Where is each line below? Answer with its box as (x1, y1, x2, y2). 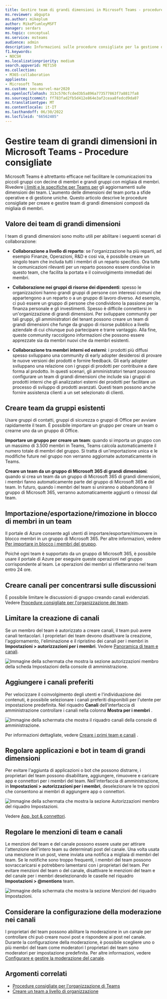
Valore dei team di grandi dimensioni (5, 220, 121, 228)
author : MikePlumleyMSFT (5, 21, 57, 26)
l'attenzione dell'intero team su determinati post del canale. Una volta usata (5, 846, 160, 852)
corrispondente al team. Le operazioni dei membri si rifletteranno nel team (5, 561, 158, 567)
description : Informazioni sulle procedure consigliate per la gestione (5, 44, 159, 49)
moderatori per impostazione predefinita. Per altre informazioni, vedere (5, 950, 151, 956)
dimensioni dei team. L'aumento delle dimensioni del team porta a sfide (5, 189, 151, 195)
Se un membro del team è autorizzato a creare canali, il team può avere (5, 627, 152, 633)
